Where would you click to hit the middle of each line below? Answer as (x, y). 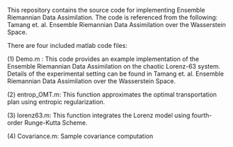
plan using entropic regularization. (56, 102)
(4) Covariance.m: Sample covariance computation (80, 136)
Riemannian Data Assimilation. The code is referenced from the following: (112, 17)
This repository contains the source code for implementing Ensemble (106, 10)
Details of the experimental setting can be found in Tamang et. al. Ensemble (115, 73)
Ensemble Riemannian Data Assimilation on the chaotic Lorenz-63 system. (114, 66)
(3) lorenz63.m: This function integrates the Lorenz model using (99, 115)
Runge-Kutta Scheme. (56, 123)
